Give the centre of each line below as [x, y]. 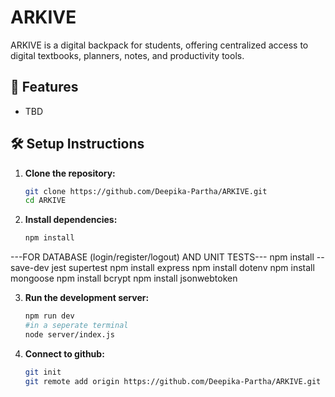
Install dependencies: [71, 220]
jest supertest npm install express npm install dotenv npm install [183, 268]
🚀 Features [44, 87]
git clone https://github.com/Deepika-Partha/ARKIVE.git [146, 191]
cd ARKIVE [45, 201]
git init [43, 372]
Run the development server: [87, 298]
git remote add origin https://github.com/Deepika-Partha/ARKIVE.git [173, 381]
